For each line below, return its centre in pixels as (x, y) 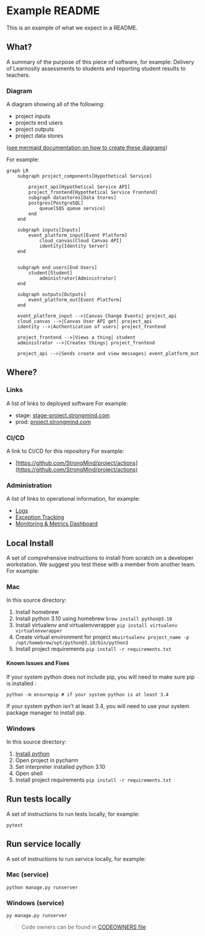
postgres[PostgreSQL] (56, 203)
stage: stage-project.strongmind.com (63, 415)
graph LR (17, 171)
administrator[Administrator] (78, 278)
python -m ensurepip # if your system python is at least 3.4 (87, 694)
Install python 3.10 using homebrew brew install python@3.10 (94, 619)
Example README (53, 11)
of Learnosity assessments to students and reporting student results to (96, 68)
